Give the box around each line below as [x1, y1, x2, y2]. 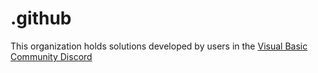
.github [10, 7, 72, 30]
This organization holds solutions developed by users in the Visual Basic [10, 40, 308, 52]
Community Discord [10, 50, 93, 62]
